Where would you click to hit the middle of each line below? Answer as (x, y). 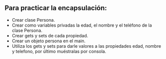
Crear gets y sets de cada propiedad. (50, 35)
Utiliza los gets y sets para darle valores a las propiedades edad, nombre (86, 46)
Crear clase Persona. (33, 20)
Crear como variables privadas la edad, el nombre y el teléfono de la (82, 25)
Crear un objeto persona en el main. (48, 41)
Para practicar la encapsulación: (56, 8)
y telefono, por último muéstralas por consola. (59, 51)
